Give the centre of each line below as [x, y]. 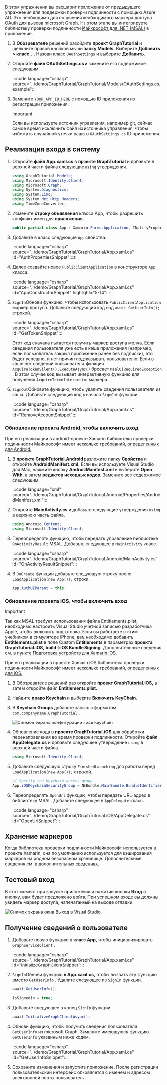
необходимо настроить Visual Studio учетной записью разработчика [79, 626]
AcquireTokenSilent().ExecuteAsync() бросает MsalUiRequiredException [87, 369]
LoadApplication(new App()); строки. [51, 579]
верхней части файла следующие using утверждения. [70, 167]
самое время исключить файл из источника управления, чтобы [80, 128]
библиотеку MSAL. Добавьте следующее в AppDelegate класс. [78, 800]
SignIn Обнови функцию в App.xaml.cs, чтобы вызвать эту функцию [84, 975]
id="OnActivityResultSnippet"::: [44, 564]
